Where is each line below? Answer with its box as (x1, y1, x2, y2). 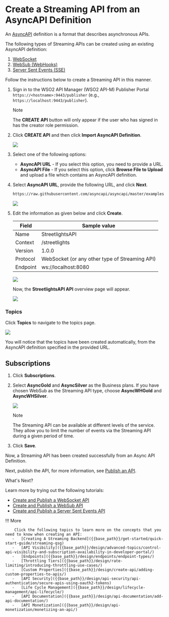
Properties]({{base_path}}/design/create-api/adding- (39, 567, 155, 572)
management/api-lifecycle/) (5, 589, 65, 594)
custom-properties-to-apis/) (5, 571, 67, 577)
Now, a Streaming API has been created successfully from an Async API (5, 452, 155, 459)
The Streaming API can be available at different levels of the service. (12, 422, 155, 428)
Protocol (15, 255, 35, 262)
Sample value (82, 222, 116, 229)
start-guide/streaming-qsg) (5, 541, 65, 546)
